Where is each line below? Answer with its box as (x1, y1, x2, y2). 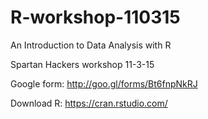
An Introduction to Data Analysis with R (10, 39, 172, 51)
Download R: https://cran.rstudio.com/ (10, 97, 168, 109)
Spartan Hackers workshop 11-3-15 (10, 58, 155, 70)
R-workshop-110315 (10, 6, 181, 29)
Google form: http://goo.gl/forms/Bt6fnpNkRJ (10, 77, 198, 90)
